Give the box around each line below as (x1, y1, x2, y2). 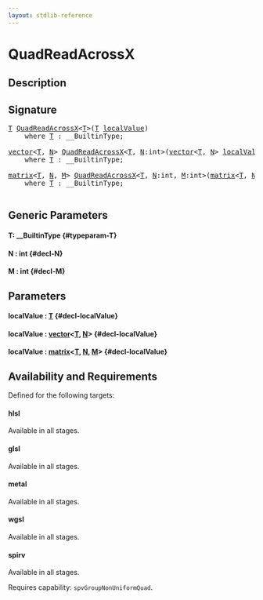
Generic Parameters (8, 209, 108, 222)
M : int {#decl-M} (8, 267, 66, 276)
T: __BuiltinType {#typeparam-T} (8, 231, 117, 240)
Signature (8, 103, 57, 116)
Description (8, 76, 67, 90)
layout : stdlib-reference (8, 11, 92, 20)
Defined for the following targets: (8, 391, 115, 400)
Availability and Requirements (8, 369, 158, 383)
